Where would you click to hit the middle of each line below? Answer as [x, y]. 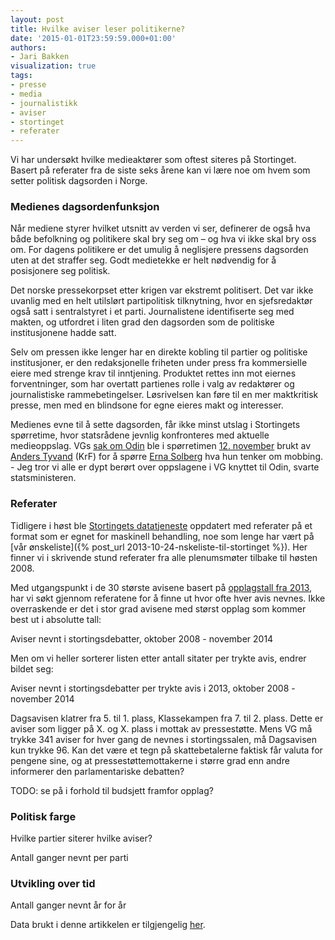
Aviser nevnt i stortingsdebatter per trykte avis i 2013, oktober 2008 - [153, 688]
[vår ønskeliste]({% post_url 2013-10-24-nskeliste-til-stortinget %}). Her [159, 547]
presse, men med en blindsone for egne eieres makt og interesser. [147, 405]
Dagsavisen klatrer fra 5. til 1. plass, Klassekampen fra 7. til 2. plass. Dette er [167, 718]
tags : [21, 76]
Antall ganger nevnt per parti [69, 858]
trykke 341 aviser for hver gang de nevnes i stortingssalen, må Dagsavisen [164, 739]
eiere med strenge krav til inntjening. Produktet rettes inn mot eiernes [153, 373]
